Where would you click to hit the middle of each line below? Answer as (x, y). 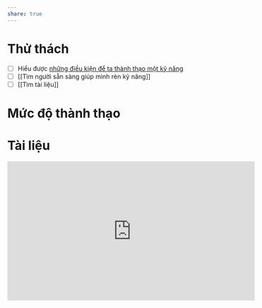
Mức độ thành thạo (64, 113)
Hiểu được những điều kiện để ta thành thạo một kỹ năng (100, 69)
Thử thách (38, 48)
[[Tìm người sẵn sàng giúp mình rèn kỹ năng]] (84, 76)
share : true (25, 14)
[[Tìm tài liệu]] (38, 84)
